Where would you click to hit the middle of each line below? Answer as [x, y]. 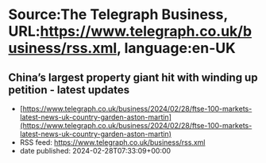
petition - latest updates [69, 90]
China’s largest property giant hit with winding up [133, 77]
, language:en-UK [176, 48]
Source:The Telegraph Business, [118, 15]
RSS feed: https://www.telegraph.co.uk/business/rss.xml [112, 142]
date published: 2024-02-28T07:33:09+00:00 [95, 151]
